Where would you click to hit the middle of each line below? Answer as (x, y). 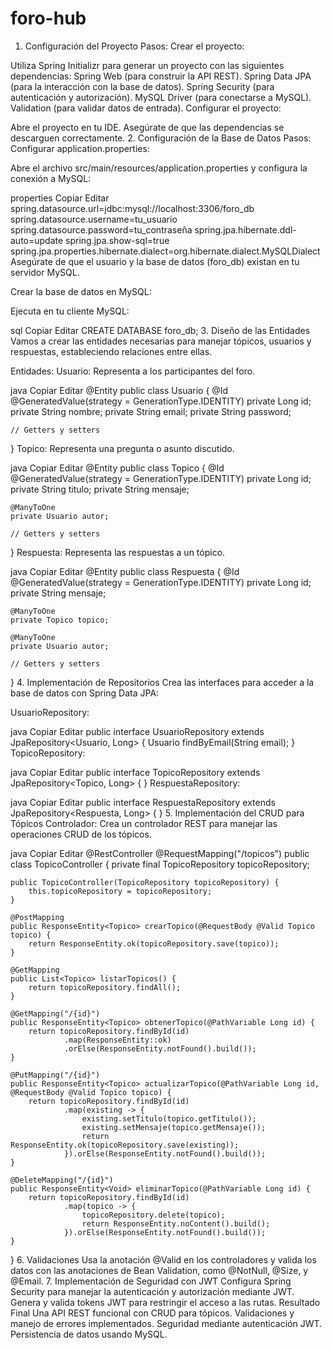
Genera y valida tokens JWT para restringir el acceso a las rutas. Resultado (165, 1302)
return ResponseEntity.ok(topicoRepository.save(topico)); (154, 943)
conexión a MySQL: (51, 178)
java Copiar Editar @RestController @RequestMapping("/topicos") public (160, 853)
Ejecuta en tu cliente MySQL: (70, 311)
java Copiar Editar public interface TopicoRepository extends (135, 772)
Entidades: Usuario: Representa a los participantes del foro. (133, 371)
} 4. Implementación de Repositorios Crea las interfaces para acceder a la (162, 682)
